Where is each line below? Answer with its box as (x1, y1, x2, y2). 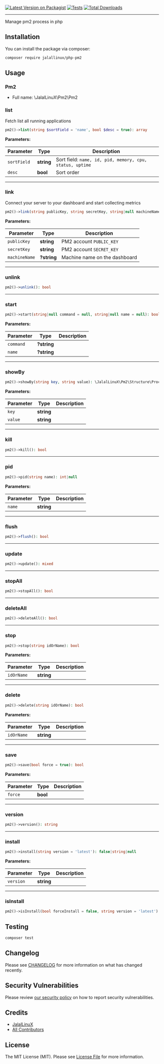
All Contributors (12, 1027, 44, 1033)
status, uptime (56, 162, 91, 168)
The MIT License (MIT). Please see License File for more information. (5, 1054, 144, 1060)
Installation (5, 33, 40, 41)
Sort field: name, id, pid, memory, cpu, (56, 156, 147, 163)
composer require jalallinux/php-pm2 (5, 55, 82, 60)
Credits (5, 1009, 28, 1017)
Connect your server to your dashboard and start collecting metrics (5, 199, 141, 205)
